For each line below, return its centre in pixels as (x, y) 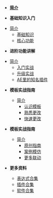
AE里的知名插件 (32, 79)
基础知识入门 (22, 18)
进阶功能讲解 (22, 51)
